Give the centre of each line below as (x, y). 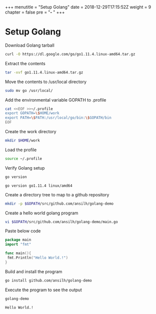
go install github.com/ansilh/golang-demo (48, 280)
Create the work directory (31, 132)
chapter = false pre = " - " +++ (35, 12)
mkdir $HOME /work (23, 140)
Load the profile (21, 150)
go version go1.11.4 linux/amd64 (39, 186)
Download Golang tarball (30, 45)
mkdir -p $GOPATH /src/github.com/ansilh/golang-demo (59, 204)
